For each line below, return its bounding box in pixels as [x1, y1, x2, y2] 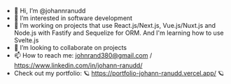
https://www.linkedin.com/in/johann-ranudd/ [13, 61, 143, 69]
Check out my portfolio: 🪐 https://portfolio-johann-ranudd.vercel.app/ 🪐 [13, 69, 225, 77]
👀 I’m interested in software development [13, 14, 133, 22]
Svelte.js [13, 36, 39, 44]
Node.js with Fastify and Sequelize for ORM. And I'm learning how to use [13, 28, 224, 37]
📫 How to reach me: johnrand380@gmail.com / [13, 51, 153, 59]
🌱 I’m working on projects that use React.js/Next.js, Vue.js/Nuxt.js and [13, 22, 216, 29]
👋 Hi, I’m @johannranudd [13, 7, 86, 15]
